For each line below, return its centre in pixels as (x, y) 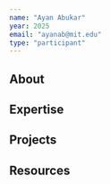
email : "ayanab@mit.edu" (55, 34)
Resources (40, 170)
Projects (33, 140)
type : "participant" (48, 43)
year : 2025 (30, 26)
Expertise (37, 110)
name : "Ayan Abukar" (48, 18)
